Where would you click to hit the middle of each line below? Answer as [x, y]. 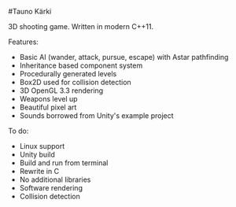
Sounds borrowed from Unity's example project [97, 116]
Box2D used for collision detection [75, 82]
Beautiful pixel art [48, 107]
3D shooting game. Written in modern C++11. [81, 26]
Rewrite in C [39, 171]
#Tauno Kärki [30, 11]
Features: [24, 42]
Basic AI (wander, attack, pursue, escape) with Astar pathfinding [124, 57]
